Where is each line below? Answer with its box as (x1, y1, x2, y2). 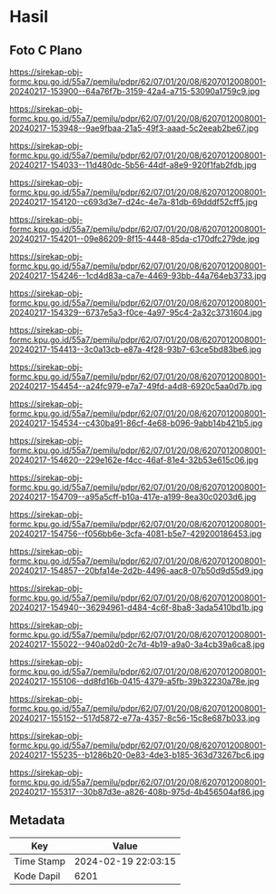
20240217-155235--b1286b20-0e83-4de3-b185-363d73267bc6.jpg (9, 750, 265, 760)
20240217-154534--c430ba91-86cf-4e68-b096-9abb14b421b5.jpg (9, 418, 263, 428)
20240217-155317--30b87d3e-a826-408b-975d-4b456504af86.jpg (9, 787, 265, 797)
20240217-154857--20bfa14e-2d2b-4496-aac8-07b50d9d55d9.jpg (9, 565, 264, 575)
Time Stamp (14, 855, 66, 868)
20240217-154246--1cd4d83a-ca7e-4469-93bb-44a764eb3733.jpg (9, 270, 267, 280)
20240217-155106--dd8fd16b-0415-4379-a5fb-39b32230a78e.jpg (9, 676, 261, 686)
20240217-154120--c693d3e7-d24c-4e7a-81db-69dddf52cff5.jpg (9, 197, 259, 207)
